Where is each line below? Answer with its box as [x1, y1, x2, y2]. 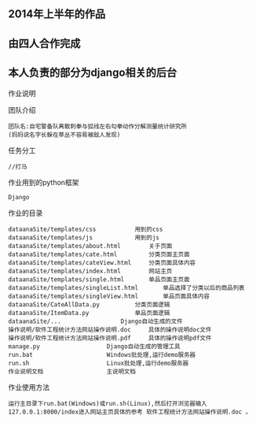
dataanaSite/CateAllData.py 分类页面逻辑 [8, 300, 170, 309]
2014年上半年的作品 [8, 7, 106, 21]
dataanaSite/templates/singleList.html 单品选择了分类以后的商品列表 [8, 284, 245, 291]
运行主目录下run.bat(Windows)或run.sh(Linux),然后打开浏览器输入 [8, 399, 208, 407]
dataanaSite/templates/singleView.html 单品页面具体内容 [8, 292, 210, 300]
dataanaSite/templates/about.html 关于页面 [8, 242, 173, 250]
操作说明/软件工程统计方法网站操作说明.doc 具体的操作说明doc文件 [8, 325, 212, 333]
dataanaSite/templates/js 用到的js [8, 233, 159, 242]
